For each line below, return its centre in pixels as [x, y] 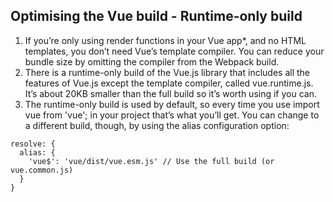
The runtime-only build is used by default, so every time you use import [172, 104]
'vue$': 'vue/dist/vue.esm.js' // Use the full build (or [151, 161]
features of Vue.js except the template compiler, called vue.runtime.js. [169, 83]
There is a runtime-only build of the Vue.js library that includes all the [167, 72]
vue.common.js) [42, 170]
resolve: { [33, 144]
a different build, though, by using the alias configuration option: [157, 125]
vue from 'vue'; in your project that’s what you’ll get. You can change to [172, 115]
